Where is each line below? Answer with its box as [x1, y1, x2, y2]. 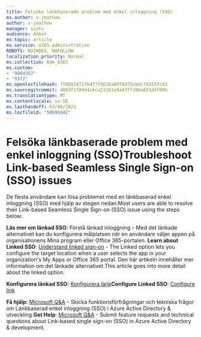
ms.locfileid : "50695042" [6, 109, 71, 115]
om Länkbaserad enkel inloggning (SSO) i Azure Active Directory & [6, 305, 171, 312]
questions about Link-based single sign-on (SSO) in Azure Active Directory [6, 318, 191, 325]
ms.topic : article [6, 37, 52, 43]
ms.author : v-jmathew [6, 14, 61, 20]
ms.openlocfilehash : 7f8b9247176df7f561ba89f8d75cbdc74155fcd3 [6, 82, 168, 88]
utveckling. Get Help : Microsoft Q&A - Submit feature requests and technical [6, 311, 194, 318]
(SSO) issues [6, 174, 72, 187]
